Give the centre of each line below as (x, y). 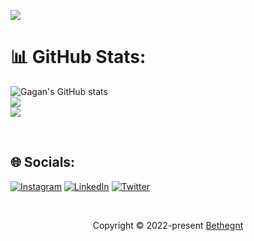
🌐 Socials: (43, 162)
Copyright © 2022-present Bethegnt (168, 225)
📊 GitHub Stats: (78, 57)
